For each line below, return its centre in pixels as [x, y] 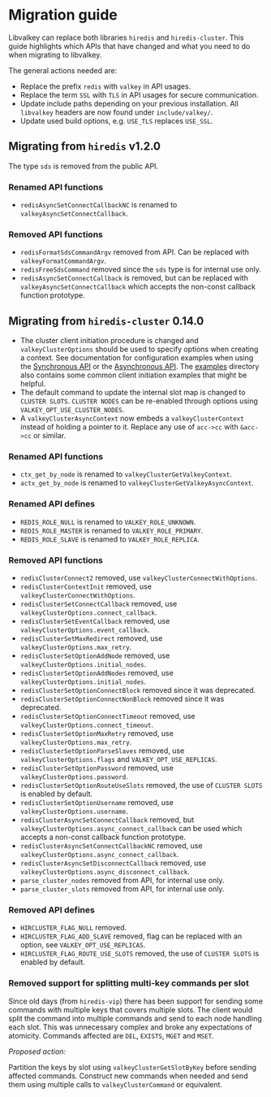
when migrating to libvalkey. [55, 54]
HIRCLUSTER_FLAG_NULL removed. [73, 928]
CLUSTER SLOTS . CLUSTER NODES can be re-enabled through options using [139, 401]
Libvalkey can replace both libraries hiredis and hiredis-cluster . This [126, 37]
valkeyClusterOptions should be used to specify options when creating [139, 349]
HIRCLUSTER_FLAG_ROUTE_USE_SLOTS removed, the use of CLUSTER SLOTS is [140, 954]
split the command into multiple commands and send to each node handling [135, 1018]
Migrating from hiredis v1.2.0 [84, 147]
